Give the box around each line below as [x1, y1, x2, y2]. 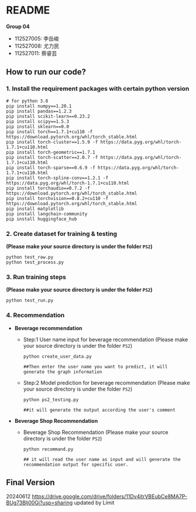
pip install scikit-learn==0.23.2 [6, 113, 91, 119]
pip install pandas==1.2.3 [6, 108, 72, 114]
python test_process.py [6, 259, 64, 265]
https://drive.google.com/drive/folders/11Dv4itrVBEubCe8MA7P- [32, 493, 188, 500]
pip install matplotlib [6, 206, 64, 212]
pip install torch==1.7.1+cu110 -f [6, 128, 93, 135]
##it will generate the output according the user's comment [23, 407, 176, 413]
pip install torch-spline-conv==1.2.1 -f [6, 175, 109, 181]
